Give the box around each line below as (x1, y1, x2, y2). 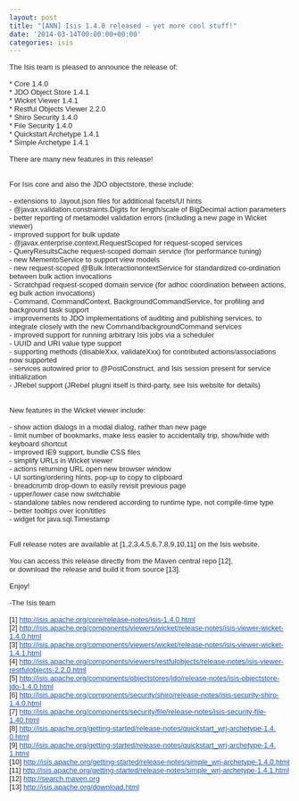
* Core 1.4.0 (9, 79, 49, 89)
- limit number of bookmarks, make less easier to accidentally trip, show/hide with (9, 430, 270, 440)
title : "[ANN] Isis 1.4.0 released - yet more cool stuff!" (9, 21, 238, 30)
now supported (9, 355, 58, 365)
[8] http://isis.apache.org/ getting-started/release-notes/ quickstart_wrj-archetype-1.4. (9, 724, 277, 733)
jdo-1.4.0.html (9, 682, 54, 692)
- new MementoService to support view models (9, 255, 161, 264)
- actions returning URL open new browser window (9, 464, 171, 474)
